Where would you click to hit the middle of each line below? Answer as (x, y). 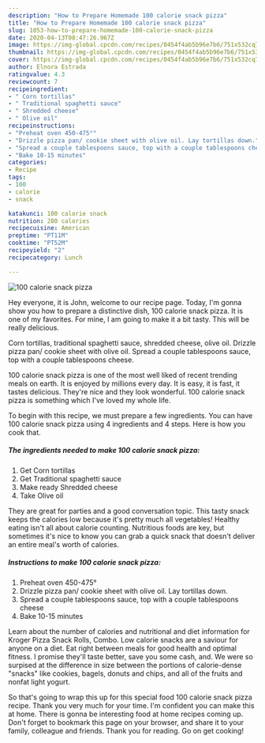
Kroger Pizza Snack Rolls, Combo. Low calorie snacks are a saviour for (123, 639)
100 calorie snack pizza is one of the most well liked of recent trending (123, 375)
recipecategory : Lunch (45, 258)
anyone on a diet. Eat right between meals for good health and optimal (122, 648)
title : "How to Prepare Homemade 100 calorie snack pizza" (107, 23)
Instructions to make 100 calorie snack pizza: (85, 563)
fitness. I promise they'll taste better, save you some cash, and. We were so (131, 656)
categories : (28, 163)
